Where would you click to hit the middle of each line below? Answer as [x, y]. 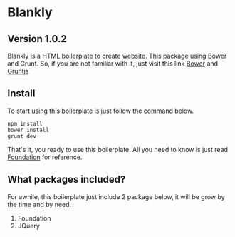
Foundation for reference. [45, 157]
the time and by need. [40, 204]
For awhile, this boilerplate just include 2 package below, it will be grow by [116, 196]
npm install [25, 123]
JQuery [29, 226]
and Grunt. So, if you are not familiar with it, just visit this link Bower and [113, 64]
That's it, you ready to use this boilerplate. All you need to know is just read [118, 149]
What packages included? [67, 180]
